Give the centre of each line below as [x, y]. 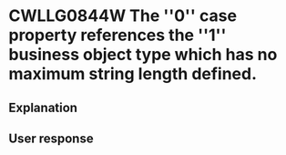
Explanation [43, 107]
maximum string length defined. [133, 74]
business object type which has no [143, 55]
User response [51, 138]
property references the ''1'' [117, 35]
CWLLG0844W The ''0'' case [123, 16]
